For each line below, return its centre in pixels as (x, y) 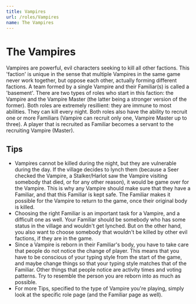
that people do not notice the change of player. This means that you (97, 251)
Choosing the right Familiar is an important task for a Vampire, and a (97, 213)
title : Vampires (26, 11)
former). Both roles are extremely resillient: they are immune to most (89, 105)
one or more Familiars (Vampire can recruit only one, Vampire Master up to (97, 118)
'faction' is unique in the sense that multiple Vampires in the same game (93, 74)
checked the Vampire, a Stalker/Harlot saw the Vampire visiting (91, 176)
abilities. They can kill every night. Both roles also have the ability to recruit (97, 112)
